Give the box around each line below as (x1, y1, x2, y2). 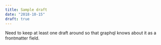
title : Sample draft (5, 7, 48, 12)
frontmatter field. (5, 35, 40, 41)
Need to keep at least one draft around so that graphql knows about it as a (5, 30, 157, 36)
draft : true (5, 16, 30, 21)
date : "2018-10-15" (5, 12, 45, 17)
